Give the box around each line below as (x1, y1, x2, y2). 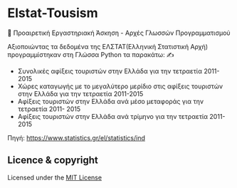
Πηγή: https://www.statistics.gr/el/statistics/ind (7, 133, 146, 142)
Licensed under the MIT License (7, 173, 102, 182)
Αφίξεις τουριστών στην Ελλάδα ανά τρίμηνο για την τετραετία (17, 112, 209, 120)
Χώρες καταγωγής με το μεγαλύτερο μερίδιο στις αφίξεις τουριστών (17, 82, 223, 90)
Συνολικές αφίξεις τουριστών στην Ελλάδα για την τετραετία (17, 66, 203, 75)
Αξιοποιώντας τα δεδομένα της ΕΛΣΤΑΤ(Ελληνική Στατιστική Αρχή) (7, 42, 209, 51)
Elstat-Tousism (7, 5, 98, 21)
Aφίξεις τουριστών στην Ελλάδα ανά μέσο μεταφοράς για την (17, 97, 204, 105)
